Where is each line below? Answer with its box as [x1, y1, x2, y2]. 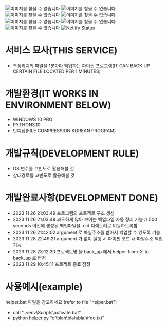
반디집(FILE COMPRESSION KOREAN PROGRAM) [12, 127, 116, 133]
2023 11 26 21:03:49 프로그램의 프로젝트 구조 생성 [12, 209, 115, 216]
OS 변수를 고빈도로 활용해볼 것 [12, 165, 74, 171]
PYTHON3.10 [12, 121, 41, 128]
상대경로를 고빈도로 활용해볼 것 [12, 172, 75, 178]
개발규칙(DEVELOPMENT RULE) [5, 148, 139, 159]
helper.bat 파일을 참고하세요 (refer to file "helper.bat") [5, 299, 117, 305]
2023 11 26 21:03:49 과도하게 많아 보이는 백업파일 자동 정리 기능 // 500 [12, 216, 158, 222]
